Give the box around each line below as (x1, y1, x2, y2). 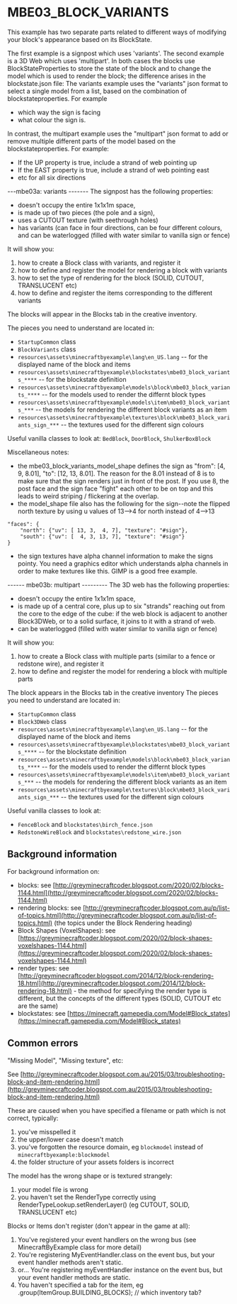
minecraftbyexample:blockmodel (17, 1151, 110, 1158)
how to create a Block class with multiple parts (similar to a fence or (17, 652, 216, 660)
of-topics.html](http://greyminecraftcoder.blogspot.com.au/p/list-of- (17, 911, 217, 919)
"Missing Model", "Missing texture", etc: (7, 1056, 124, 1065)
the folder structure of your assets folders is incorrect (17, 1158, 175, 1166)
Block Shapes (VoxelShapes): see (17, 926, 116, 934)
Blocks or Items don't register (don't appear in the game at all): (7, 1222, 190, 1230)
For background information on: (7, 867, 100, 875)
